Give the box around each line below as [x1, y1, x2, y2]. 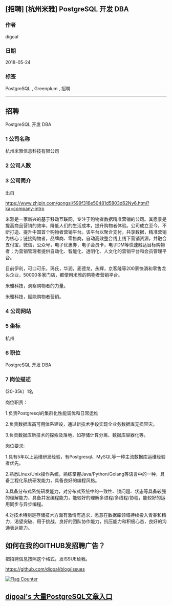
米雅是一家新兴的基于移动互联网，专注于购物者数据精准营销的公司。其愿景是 [5, 216, 167, 222]
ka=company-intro [5, 205, 45, 212]
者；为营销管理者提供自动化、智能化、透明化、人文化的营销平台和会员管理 [5, 248, 162, 254]
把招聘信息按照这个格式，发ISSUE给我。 [5, 556, 91, 562]
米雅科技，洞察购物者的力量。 [5, 282, 68, 288]
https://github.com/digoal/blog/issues [5, 566, 85, 572]
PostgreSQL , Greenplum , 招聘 [5, 86, 71, 92]
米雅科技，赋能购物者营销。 [5, 294, 64, 300]
